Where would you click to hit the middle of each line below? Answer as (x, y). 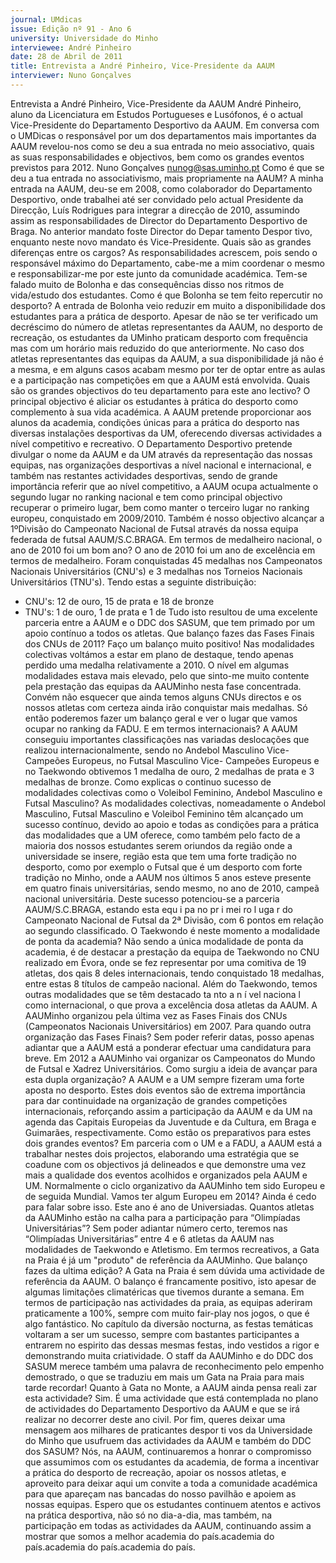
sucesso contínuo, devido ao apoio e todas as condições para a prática (172, 824)
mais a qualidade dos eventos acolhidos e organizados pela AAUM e (166, 1175)
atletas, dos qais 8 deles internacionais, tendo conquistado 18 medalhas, (174, 973)
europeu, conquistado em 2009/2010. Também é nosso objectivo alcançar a (167, 518)
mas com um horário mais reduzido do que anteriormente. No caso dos (157, 348)
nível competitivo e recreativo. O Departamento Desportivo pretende (151, 443)
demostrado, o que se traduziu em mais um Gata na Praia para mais (164, 1377)
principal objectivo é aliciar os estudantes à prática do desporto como (154, 401)
